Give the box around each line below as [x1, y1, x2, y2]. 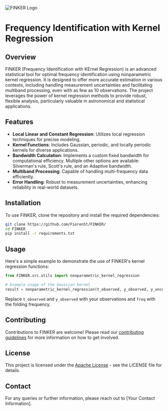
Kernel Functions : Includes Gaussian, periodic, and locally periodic [12, 142, 151, 148]
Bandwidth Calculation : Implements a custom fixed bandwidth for [12, 152, 149, 158]
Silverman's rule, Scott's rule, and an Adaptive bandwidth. [12, 163, 132, 169]
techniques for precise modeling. [12, 136, 81, 142]
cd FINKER [5, 226, 26, 231]
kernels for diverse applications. [12, 147, 79, 153]
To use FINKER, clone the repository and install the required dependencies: [5, 212, 160, 218]
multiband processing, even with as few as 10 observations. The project [5, 88, 153, 93]
